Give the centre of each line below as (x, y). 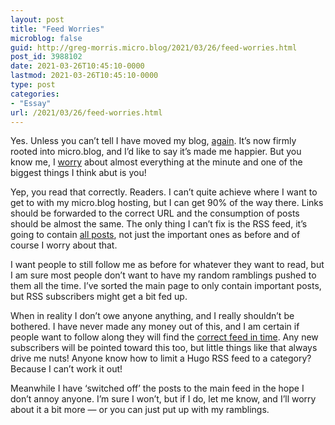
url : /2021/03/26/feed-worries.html (86, 112)
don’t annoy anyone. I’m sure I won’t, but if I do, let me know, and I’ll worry (163, 399)
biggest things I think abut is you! (78, 173)
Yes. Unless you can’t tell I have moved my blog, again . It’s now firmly (153, 141)
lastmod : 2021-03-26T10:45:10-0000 (84, 76)
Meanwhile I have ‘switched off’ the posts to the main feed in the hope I (157, 388)
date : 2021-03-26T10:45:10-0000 (77, 66)
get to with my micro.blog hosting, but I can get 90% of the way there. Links (167, 203)
